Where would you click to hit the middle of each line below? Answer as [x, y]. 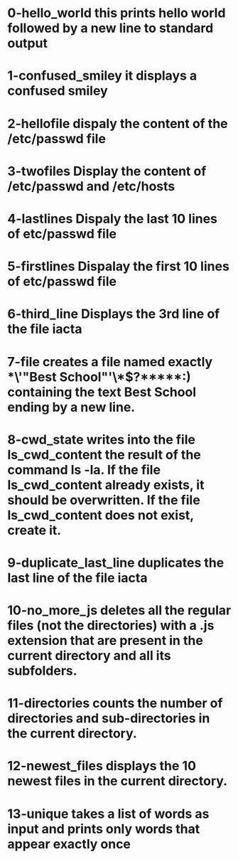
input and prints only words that [104, 829]
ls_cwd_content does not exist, [101, 515]
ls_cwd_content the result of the [104, 455]
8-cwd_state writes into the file [101, 439]
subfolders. [42, 671]
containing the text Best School [102, 392]
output [28, 43]
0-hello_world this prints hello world [117, 13]
